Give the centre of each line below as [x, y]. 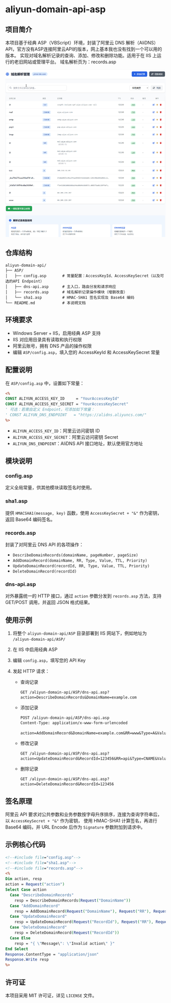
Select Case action [26, 890]
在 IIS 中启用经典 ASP [35, 649]
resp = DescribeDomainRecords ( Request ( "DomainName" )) [73, 900]
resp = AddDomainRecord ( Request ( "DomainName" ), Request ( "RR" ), [83, 911]
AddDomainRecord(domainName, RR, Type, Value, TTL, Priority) [80, 561]
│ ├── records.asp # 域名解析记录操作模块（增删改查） [66, 292]
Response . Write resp [27, 960]
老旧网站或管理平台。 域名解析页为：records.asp [65, 62]
